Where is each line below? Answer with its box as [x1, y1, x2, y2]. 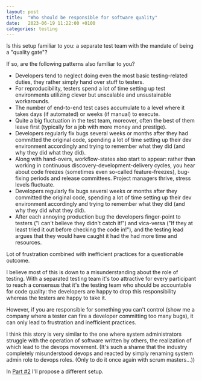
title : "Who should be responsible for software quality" [6, 14, 158, 21]
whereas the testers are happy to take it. [6, 294, 107, 302]
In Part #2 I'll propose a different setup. [6, 368, 104, 375]
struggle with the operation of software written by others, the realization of [6, 337, 192, 344]
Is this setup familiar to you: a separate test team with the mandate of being [6, 42, 194, 50]
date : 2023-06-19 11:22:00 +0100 [6, 20, 96, 26]
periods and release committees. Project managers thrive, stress [30, 174, 191, 182]
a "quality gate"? [6, 49, 48, 56]
